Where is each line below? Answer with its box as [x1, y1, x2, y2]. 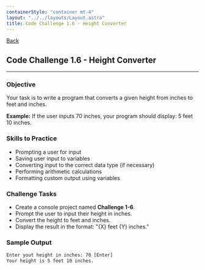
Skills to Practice [6, 134, 57, 143]
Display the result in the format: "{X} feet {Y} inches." [15, 223, 149, 230]
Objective [6, 80, 36, 89]
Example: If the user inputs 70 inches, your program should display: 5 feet [6, 113, 193, 120]
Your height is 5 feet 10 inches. [6, 258, 95, 264]
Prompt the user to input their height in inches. [15, 210, 132, 217]
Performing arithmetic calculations [15, 168, 103, 175]
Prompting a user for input [15, 148, 82, 156]
